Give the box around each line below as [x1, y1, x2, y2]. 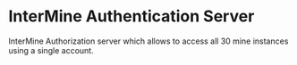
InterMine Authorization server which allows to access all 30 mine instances [8, 36, 289, 46]
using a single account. [8, 45, 95, 55]
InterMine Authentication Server [8, 6, 255, 27]
